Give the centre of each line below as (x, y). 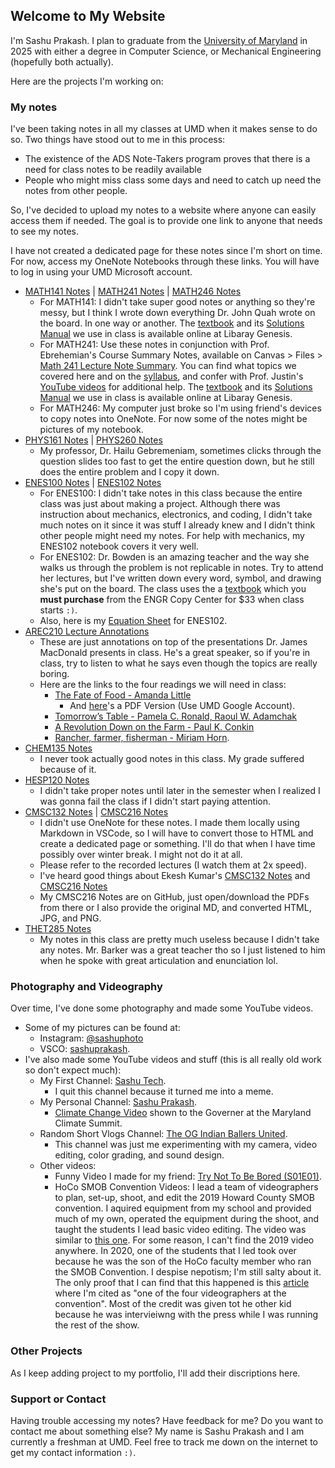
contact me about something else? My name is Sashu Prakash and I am (157, 1431)
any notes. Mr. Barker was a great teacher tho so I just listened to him (182, 950)
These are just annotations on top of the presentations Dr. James (173, 642)
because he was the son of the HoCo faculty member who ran (183, 1261)
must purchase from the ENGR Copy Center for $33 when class (172, 600)
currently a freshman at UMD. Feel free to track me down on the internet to (164, 1442)
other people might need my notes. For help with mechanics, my (172, 536)
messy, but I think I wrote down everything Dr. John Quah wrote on (177, 313)
